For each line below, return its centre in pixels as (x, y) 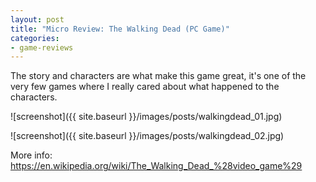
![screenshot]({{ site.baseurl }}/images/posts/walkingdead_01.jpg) (146, 117)
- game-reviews (42, 47)
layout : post (37, 19)
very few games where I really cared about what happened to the (145, 87)
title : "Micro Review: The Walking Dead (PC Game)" (120, 29)
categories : (35, 38)
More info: (31, 155)
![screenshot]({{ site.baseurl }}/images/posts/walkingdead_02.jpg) (147, 136)
